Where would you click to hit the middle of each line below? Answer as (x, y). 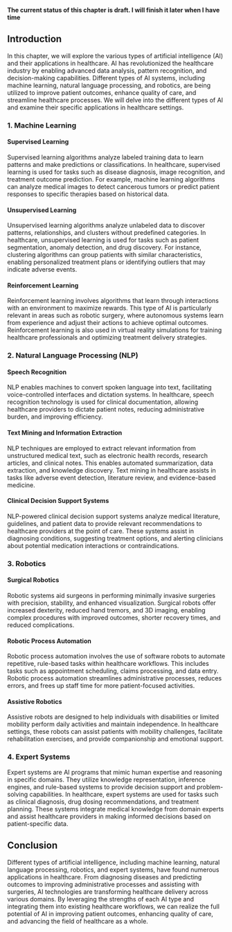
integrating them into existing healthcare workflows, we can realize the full (114, 906)
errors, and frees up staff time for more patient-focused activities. (101, 686)
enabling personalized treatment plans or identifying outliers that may (106, 262)
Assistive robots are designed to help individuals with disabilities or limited (113, 717)
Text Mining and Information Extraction (65, 433)
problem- (210, 786)
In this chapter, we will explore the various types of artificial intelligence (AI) (115, 55)
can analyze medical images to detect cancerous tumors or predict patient (114, 186)
